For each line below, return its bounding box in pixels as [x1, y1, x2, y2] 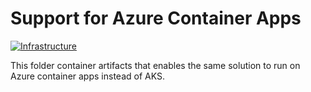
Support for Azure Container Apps [10, 7, 302, 30]
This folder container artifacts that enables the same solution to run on [10, 59, 301, 71]
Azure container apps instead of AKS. [10, 70, 165, 82]
